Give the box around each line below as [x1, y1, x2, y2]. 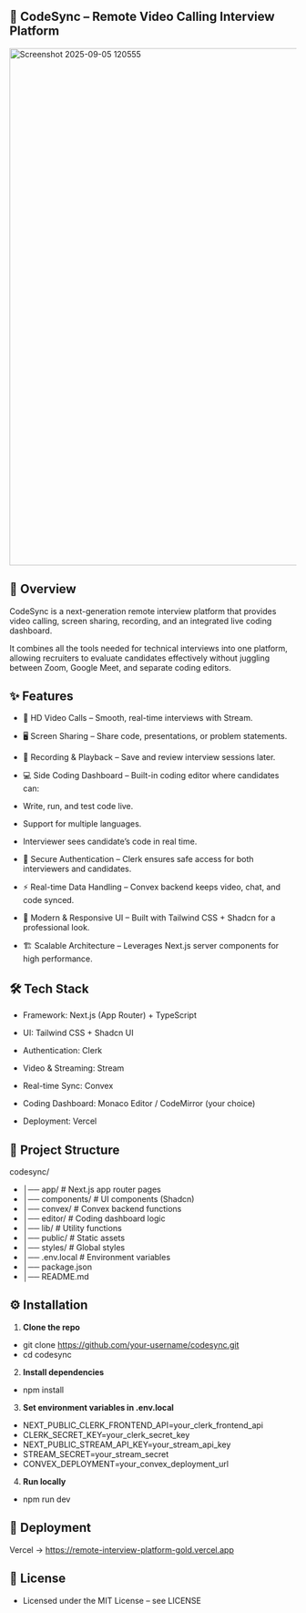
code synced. [22, 895, 75, 906]
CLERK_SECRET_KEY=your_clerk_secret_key [22, 1429, 190, 1440]
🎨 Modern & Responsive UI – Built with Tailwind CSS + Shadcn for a [22, 912, 276, 923]
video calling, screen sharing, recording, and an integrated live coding [9, 615, 272, 626]
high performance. [22, 953, 93, 964]
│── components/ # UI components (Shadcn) [22, 1194, 195, 1205]
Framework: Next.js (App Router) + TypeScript [22, 1010, 198, 1021]
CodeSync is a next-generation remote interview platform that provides [9, 605, 277, 616]
